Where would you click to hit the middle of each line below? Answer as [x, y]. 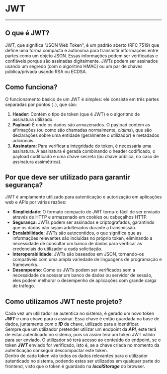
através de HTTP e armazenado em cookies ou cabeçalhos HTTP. [80, 217]
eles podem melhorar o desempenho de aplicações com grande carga [84, 280]
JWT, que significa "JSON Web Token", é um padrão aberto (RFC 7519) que [82, 45]
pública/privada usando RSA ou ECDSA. [46, 71]
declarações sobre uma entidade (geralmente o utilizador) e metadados [86, 135]
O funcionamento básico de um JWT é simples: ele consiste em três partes [82, 99]
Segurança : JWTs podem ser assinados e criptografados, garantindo [83, 222]
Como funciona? [31, 87]
